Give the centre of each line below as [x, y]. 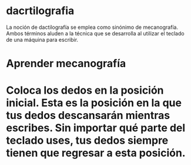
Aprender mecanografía [66, 64]
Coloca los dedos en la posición [85, 90]
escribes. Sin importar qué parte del [96, 128]
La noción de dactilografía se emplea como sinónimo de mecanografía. [92, 27]
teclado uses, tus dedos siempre [87, 141]
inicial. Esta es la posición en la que [94, 103]
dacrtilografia [40, 11]
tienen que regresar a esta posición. [96, 153]
